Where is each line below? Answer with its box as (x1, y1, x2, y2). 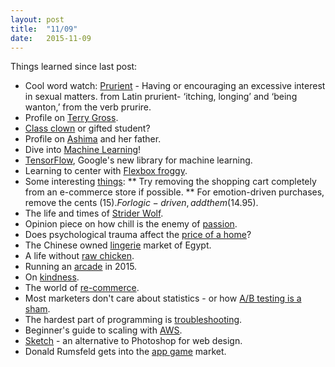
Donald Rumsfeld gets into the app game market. (24, 346, 227, 358)
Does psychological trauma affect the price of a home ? (24, 229, 252, 241)
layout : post (10, 14, 65, 25)
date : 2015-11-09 (10, 33, 92, 43)
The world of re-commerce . (24, 282, 140, 294)
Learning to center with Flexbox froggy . (24, 165, 188, 177)
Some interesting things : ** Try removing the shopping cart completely (24, 176, 317, 188)
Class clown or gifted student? (24, 122, 151, 135)
